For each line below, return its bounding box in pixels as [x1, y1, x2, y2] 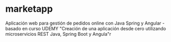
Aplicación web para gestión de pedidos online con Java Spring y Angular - [5, 20, 165, 26]
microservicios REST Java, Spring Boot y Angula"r [5, 31, 112, 37]
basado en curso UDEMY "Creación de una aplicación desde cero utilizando [5, 25, 166, 31]
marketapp [5, 3, 53, 15]
